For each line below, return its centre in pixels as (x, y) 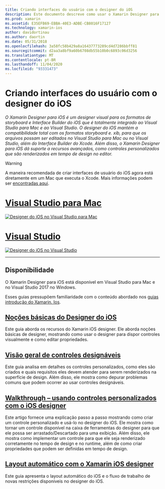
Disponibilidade (29, 270)
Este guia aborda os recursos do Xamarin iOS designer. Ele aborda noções (80, 329)
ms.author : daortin (25, 37)
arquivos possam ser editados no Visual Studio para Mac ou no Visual (77, 138)
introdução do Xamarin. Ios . (33, 302)
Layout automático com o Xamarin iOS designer (79, 464)
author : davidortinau (27, 32)
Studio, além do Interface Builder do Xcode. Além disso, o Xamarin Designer (82, 143)
